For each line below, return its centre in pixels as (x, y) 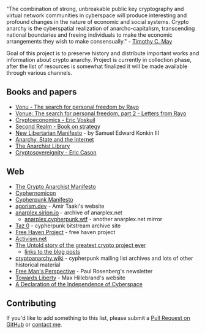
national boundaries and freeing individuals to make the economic (90, 35)
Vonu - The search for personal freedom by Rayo (77, 107)
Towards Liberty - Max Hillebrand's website (70, 278)
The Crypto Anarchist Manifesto (55, 186)
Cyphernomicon (35, 193)
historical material (38, 264)
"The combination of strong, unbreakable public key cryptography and (95, 9)
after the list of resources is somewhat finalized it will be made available (97, 66)
